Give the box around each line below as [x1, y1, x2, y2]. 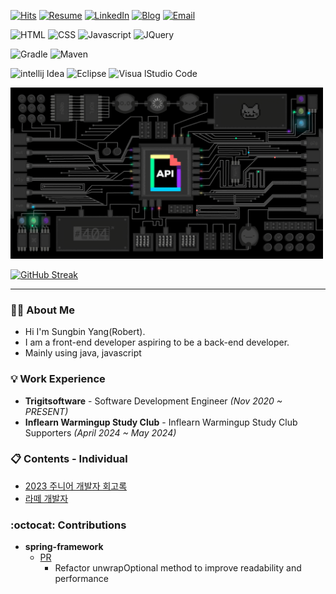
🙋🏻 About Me [10, 303, 75, 317]
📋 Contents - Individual [10, 452, 128, 466]
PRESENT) [24, 405, 69, 417]
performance [54, 573, 109, 585]
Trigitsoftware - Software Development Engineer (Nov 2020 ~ [24, 395, 283, 407]
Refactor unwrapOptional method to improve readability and [54, 562, 302, 574]
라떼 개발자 [24, 492, 69, 504]
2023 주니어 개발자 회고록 [24, 480, 128, 492]
